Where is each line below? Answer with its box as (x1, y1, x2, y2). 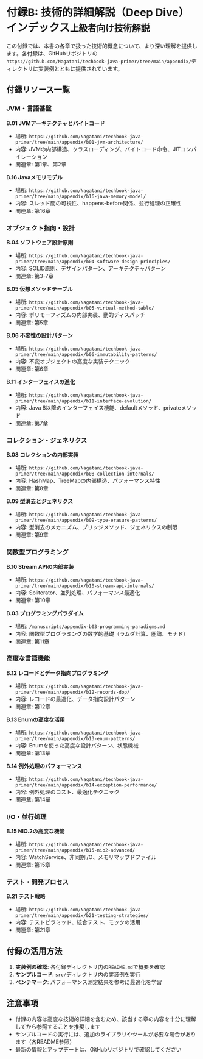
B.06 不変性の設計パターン (6, 332, 73, 339)
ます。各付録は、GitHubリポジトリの (6, 49, 98, 57)
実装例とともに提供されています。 (38, 65, 123, 72)
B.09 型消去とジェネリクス (6, 497, 73, 505)
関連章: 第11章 (15, 638, 50, 645)
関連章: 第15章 (15, 861, 50, 869)
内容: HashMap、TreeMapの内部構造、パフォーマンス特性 (15, 477, 161, 485)
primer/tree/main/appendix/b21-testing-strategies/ (15, 913, 149, 919)
